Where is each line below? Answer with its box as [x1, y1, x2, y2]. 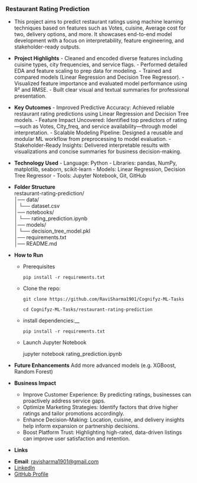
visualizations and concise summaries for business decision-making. [14, 148, 182, 155]
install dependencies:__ [22, 317, 80, 324]
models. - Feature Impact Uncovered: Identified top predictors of [14, 117, 172, 124]
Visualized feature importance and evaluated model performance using [14, 80, 188, 87]
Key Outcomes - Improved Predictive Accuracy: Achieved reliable [14, 104, 175, 111]
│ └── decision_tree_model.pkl [14, 227, 91, 235]
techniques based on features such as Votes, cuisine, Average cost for [14, 24, 186, 31]
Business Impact [14, 379, 57, 387]
